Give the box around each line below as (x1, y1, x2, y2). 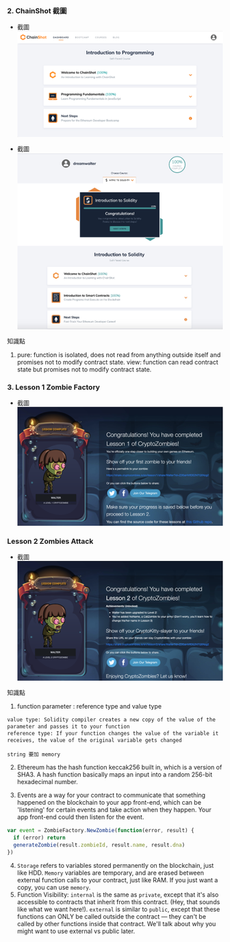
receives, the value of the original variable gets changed (7, 737, 183, 744)
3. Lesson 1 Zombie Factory (7, 382, 101, 392)
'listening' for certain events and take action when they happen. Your (16, 805, 212, 814)
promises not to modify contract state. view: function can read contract (16, 358, 219, 367)
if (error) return (13, 834, 66, 842)
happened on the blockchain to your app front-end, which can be (16, 799, 202, 807)
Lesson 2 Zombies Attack (7, 537, 94, 547)
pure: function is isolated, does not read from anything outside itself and (16, 351, 221, 359)
